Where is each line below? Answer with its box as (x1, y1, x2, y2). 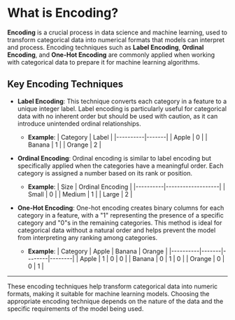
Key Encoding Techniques (7, 79, 124, 91)
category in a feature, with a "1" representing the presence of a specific (17, 211, 224, 219)
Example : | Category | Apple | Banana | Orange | (27, 247, 168, 255)
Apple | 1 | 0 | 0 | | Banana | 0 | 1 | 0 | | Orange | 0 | (80, 254, 225, 262)
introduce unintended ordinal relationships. (17, 119, 141, 128)
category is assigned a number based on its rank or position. (17, 168, 192, 177)
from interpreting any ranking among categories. (17, 233, 158, 241)
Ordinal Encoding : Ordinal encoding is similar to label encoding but (17, 154, 212, 162)
